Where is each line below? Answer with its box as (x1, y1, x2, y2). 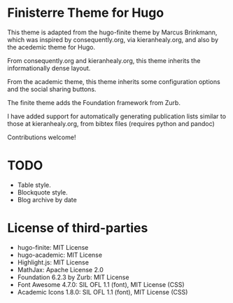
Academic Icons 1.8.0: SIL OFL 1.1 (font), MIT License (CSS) (17, 288, 188, 296)
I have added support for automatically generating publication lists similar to (7, 112, 226, 120)
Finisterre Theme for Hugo (7, 5, 164, 21)
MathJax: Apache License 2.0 (17, 265, 104, 274)
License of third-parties (7, 220, 148, 236)
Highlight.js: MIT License (17, 258, 90, 267)
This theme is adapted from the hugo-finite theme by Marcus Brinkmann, (7, 28, 218, 36)
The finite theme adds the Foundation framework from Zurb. (7, 98, 181, 106)
